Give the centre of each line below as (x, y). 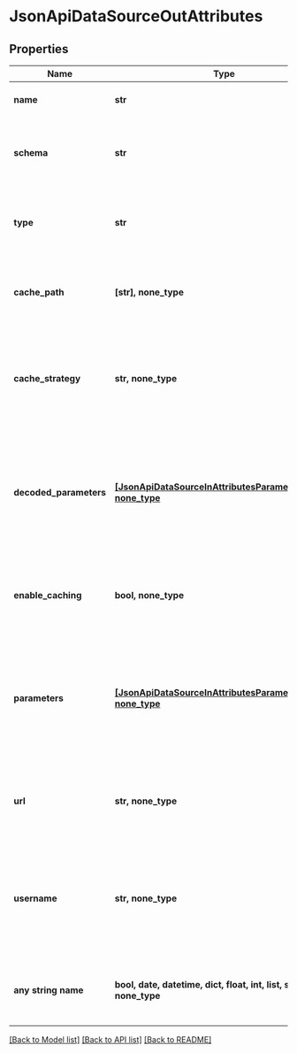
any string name (49, 990)
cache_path (39, 292)
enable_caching (48, 595)
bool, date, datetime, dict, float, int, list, (198, 984)
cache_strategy (47, 378)
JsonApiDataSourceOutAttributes (136, 16)
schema (31, 153)
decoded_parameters (60, 492)
